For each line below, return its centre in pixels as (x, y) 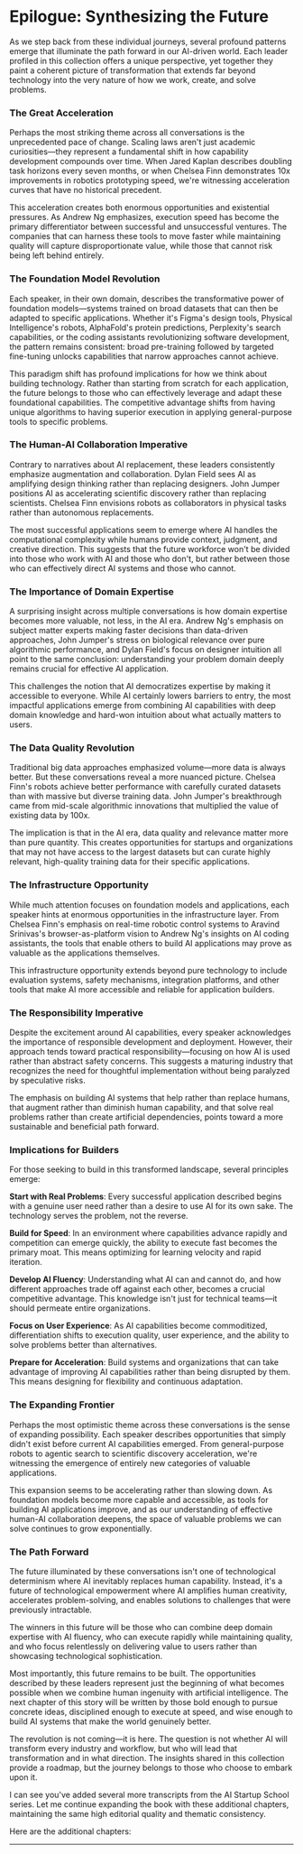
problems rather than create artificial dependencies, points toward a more (147, 1117)
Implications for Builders (64, 1149)
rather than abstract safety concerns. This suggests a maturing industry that (151, 1061)
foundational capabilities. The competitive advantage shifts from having (142, 402)
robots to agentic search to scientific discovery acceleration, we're (133, 1453)
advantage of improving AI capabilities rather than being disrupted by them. (150, 1372)
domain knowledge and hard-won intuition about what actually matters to (145, 715)
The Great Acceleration (62, 113)
